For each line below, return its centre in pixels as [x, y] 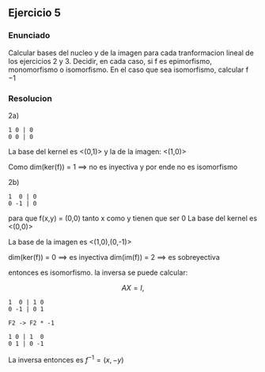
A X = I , [133, 287]
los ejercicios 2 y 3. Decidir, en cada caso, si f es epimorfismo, [110, 61]
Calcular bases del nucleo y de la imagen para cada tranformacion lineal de [131, 53]
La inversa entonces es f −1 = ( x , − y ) [66, 359]
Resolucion [30, 98]
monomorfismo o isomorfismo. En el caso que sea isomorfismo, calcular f [129, 70]
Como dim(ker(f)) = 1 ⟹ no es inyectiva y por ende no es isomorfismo [123, 167]
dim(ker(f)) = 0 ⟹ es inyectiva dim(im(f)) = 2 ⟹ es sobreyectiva [114, 257]
